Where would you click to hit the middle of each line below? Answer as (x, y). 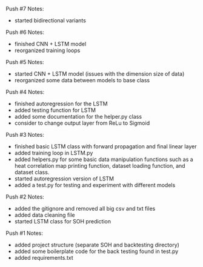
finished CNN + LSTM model (50, 44)
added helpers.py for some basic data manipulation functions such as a (104, 159)
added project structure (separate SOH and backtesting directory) (97, 245)
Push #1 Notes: (25, 233)
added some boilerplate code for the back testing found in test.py (96, 251)
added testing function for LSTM (55, 110)
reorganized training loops (47, 50)
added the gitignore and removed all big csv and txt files (85, 209)
